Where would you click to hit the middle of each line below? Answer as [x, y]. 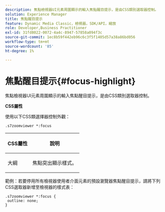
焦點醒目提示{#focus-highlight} [70, 81]
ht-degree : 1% [20, 51]
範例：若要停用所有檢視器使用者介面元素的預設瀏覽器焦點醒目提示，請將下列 [83, 181]
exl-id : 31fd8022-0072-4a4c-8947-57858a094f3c [54, 33]
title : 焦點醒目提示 [24, 19]
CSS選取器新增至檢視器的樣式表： [40, 187]
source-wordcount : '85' [30, 46]
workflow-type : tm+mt [27, 42]
